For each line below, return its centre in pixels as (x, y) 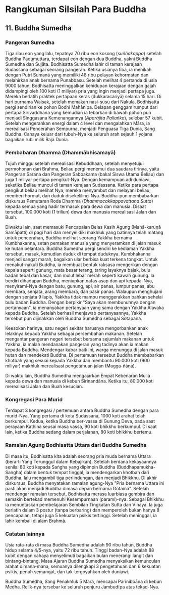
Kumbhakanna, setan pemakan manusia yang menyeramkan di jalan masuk (83, 243)
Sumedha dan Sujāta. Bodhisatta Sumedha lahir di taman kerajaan (74, 64)
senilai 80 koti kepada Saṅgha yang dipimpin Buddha (60, 467)
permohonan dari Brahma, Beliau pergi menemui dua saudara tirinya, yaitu (82, 169)
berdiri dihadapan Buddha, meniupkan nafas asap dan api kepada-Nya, (79, 281)
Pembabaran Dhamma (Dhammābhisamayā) (61, 152)
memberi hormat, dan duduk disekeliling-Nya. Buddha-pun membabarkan (82, 196)
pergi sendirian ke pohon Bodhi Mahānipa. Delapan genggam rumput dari (81, 107)
